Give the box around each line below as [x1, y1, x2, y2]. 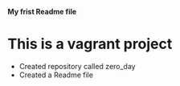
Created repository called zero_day [18, 61, 136, 71]
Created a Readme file [18, 70, 94, 80]
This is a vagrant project [7, 35, 173, 53]
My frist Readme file [7, 7, 77, 16]
